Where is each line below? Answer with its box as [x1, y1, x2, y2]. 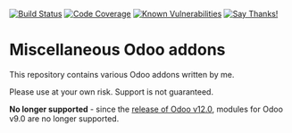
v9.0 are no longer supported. [9, 112, 120, 124]
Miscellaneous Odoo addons [9, 40, 226, 60]
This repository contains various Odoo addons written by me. [9, 69, 235, 79]
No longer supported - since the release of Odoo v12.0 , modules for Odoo [9, 104, 284, 114]
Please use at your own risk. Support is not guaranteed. [9, 86, 214, 97]
